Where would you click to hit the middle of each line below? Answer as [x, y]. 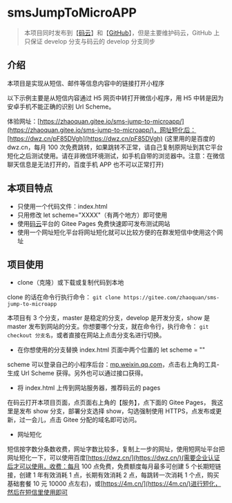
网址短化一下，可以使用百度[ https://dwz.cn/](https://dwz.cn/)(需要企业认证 [114, 458]
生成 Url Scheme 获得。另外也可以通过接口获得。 [77, 373]
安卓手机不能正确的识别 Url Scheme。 [61, 106]
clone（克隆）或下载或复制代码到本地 [70, 283]
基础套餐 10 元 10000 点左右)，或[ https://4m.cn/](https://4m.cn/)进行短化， [114, 484]
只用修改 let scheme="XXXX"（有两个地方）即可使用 [92, 215]
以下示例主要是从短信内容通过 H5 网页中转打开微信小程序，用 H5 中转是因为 [116, 97]
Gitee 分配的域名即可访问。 [102, 420]
